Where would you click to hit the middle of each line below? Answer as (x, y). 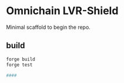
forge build (21, 59)
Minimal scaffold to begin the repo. (48, 27)
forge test (19, 65)
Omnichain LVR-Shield (62, 11)
